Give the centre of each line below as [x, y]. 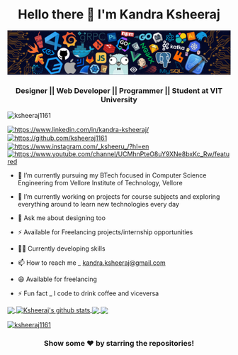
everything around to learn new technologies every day [98, 204]
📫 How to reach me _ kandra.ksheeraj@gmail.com [92, 263]
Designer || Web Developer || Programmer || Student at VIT [119, 91]
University [119, 100]
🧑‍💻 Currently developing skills [61, 248]
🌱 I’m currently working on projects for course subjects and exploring [119, 196]
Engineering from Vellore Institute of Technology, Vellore [100, 182]
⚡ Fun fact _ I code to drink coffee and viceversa [88, 293]
